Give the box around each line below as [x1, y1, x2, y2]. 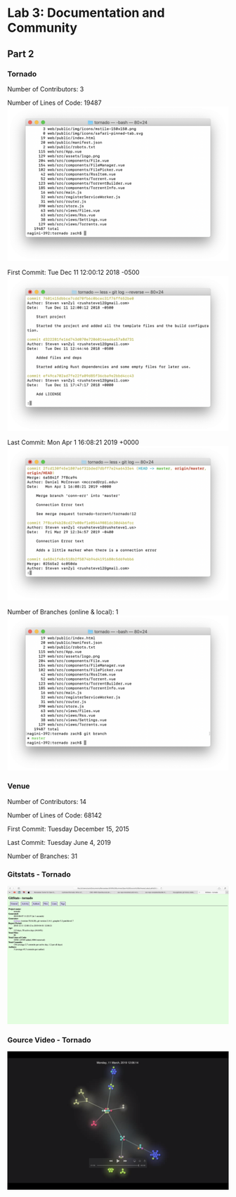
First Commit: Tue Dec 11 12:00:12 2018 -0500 [7, 268, 140, 277]
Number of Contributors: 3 [7, 84, 84, 93]
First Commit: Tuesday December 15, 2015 [7, 824, 130, 833]
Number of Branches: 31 [7, 852, 78, 860]
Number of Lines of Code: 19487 [7, 98, 102, 107]
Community [7, 20, 78, 36]
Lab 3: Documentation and [7, 5, 165, 21]
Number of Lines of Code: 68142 [7, 810, 103, 820]
